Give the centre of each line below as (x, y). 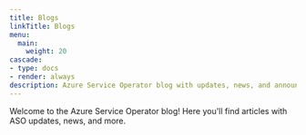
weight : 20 (46, 52)
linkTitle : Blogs (42, 26)
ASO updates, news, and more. (68, 121)
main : (28, 43)
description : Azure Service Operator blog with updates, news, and (140, 85)
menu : (20, 34)
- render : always (42, 77)
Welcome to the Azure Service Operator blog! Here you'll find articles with (148, 111)
